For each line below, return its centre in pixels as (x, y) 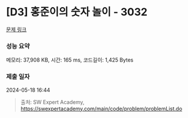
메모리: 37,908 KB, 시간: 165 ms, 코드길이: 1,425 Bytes (70, 60)
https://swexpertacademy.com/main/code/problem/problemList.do (101, 109)
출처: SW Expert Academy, (52, 102)
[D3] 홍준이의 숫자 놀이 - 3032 (77, 12)
